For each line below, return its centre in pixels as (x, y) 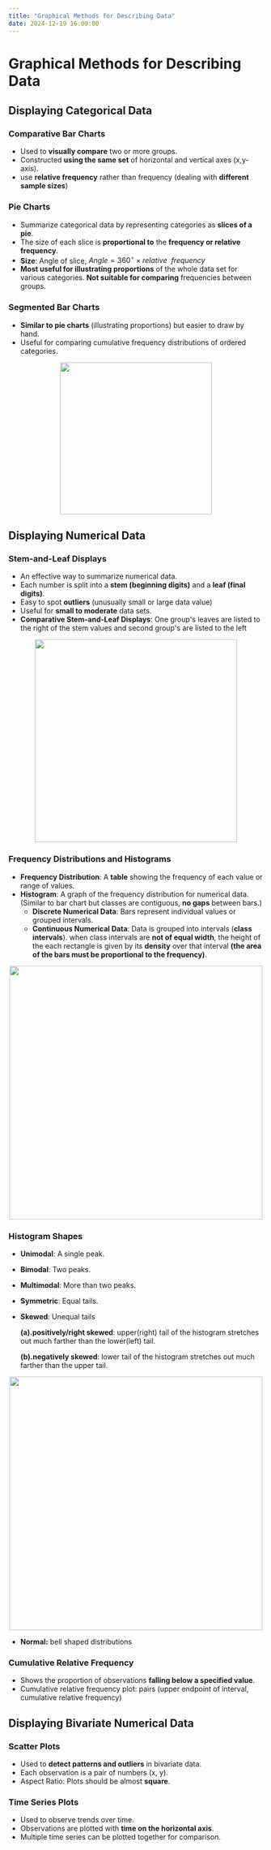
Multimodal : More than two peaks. (78, 1285)
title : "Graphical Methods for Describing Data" (92, 16)
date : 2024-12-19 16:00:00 (54, 24)
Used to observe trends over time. (77, 1820)
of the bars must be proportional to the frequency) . (120, 954)
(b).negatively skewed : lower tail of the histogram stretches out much (137, 1357)
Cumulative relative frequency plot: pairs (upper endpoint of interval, (134, 1689)
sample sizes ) (44, 186)
